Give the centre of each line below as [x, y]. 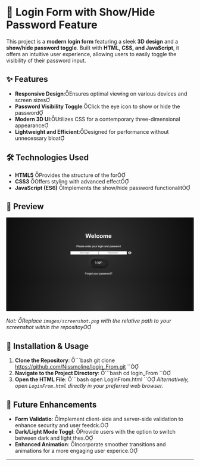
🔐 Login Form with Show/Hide [81, 12]
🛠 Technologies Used [48, 158]
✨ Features [27, 79]
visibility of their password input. [46, 60]
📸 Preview [25, 206]
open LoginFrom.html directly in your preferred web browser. [89, 386]
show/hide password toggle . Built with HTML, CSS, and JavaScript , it [93, 48]
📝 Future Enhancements [51, 405]
